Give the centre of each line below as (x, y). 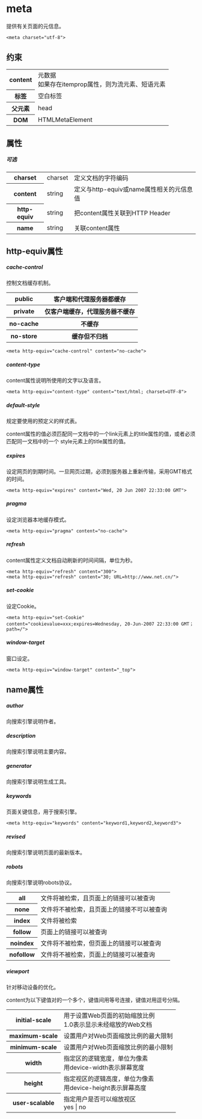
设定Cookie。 (23, 606)
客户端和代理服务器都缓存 (90, 299)
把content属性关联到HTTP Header (122, 213)
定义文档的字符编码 (101, 178)
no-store (24, 336)
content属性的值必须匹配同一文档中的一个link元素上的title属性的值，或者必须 (101, 434)
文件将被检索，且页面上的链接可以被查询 (98, 898)
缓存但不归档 (90, 336)
